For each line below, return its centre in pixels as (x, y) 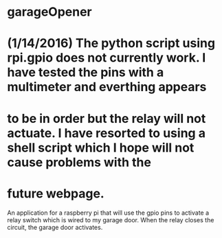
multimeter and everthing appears (107, 87)
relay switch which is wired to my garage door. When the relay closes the (111, 219)
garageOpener (50, 12)
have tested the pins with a (86, 72)
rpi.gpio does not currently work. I (107, 58)
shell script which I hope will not (101, 147)
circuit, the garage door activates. (55, 227)
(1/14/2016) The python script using (111, 44)
